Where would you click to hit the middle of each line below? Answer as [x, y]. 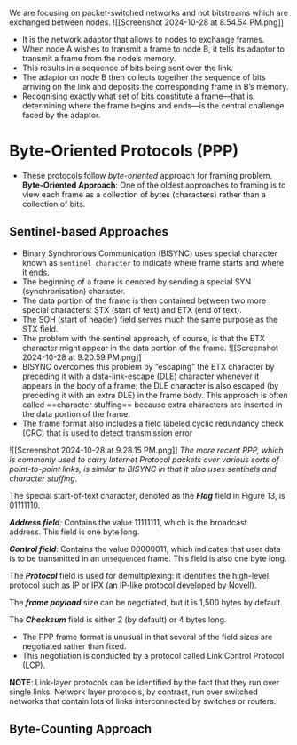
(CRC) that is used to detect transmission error [107, 433]
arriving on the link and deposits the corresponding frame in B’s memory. [155, 87]
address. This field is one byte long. [74, 532]
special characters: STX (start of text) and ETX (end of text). [132, 309]
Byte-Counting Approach [81, 729]
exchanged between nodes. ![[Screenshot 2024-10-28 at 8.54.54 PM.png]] [146, 22]
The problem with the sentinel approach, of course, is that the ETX [144, 338]
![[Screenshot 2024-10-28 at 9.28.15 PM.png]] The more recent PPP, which [146, 450]
